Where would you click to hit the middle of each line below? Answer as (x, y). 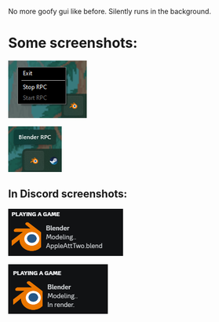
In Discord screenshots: (68, 194)
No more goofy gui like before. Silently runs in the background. (110, 11)
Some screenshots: (73, 43)
